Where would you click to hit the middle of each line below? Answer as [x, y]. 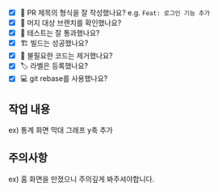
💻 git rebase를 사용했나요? [64, 79]
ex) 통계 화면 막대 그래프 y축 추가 [61, 130]
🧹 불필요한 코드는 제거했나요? [66, 56]
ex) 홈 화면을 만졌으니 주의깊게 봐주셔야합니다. [82, 179]
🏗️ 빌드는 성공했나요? [54, 43]
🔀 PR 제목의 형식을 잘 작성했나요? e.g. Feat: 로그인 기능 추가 [115, 13]
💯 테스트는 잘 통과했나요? [60, 33]
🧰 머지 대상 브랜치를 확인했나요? [71, 23]
